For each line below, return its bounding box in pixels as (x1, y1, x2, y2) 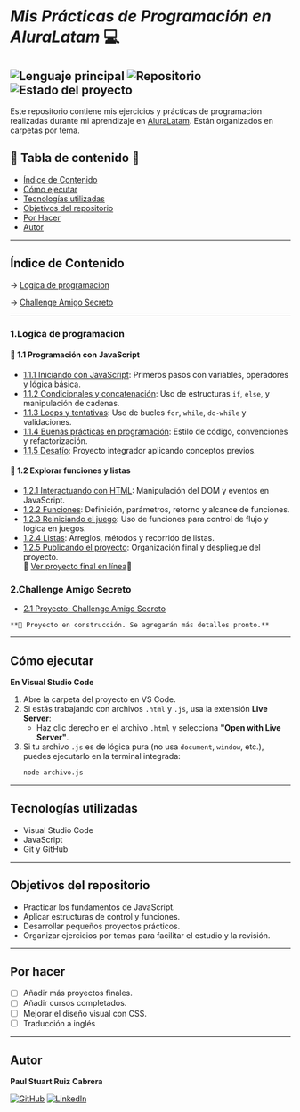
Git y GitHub (22, 844, 69, 854)
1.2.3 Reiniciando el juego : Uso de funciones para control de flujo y (22, 513, 269, 524)
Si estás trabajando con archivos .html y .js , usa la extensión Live (22, 704, 268, 715)
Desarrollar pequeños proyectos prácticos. (22, 920, 181, 931)
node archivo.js (22, 768, 84, 777)
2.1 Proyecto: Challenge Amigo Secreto (22, 603, 166, 614)
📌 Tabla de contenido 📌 (10, 151, 141, 166)
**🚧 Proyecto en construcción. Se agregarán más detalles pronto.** (10, 621, 270, 630)
